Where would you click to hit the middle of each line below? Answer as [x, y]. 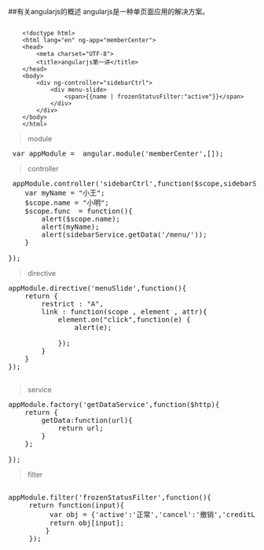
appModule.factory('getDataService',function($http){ [114, 404]
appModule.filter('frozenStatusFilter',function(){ [110, 497]
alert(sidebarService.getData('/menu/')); [124, 235]
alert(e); [93, 327]
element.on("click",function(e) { [124, 319]
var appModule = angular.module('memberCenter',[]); [118, 154]
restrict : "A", [72, 304]
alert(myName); [70, 227]
